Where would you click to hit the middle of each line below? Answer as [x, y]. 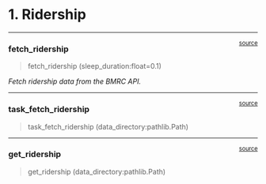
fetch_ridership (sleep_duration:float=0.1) [95, 66]
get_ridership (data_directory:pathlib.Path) [97, 171]
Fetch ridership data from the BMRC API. [75, 81]
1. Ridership [47, 15]
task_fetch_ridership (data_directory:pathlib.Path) [108, 126]
